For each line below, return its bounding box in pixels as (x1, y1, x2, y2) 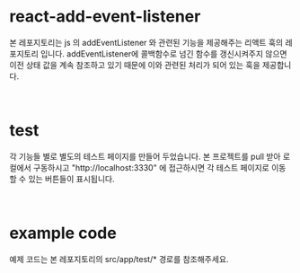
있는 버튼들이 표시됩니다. (28, 173, 115, 184)
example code (9, 223, 117, 243)
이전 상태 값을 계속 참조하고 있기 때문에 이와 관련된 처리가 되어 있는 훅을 (9, 59, 260, 70)
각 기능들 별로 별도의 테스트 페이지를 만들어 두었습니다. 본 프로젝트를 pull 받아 (9, 151, 281, 162)
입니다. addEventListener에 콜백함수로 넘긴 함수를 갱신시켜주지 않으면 (40, 48, 287, 59)
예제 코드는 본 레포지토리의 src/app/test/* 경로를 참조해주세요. (9, 253, 229, 264)
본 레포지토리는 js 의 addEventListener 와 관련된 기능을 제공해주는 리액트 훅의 (9, 37, 284, 48)
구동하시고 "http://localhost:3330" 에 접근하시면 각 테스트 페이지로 (32, 162, 269, 172)
